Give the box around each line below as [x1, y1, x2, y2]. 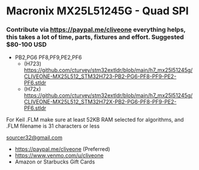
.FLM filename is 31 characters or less [6, 122, 100, 129]
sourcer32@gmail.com [6, 134, 63, 141]
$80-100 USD [6, 41, 47, 49]
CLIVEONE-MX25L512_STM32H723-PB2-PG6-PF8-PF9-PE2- [23, 73, 177, 80]
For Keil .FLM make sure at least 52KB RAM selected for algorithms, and [6, 116, 184, 123]
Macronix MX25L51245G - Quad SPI [6, 4, 189, 18]
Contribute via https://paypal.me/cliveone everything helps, [6, 26, 186, 34]
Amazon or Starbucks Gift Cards [14, 158, 95, 165]
